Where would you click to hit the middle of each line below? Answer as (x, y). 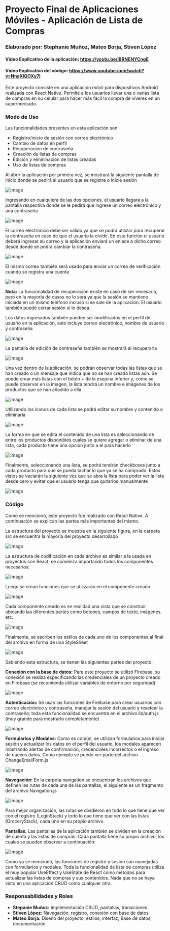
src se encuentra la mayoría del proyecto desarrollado (62, 536)
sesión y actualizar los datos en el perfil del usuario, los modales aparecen (83, 744)
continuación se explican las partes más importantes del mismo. (72, 521)
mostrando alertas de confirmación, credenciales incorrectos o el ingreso (82, 749)
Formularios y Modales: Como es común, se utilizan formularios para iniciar (85, 738)
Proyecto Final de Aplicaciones (72, 9)
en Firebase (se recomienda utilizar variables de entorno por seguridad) (80, 682)
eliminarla (15, 415)
